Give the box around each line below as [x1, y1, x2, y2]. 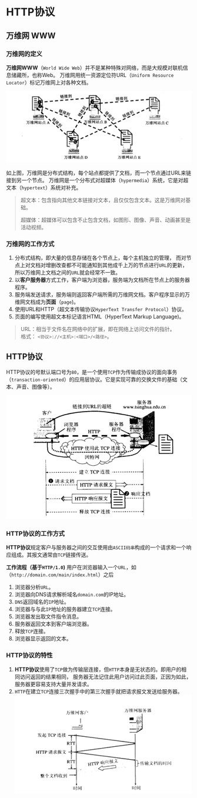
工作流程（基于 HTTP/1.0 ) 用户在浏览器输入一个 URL [6, 564, 126, 571]
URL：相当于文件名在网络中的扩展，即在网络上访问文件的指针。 [20, 326, 175, 333]
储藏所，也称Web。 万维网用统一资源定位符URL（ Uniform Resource [11, 71, 174, 78]
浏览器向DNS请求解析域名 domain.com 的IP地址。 [14, 591, 129, 598]
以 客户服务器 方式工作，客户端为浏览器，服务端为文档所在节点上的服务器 [14, 276, 190, 283]
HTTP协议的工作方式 [6, 529, 65, 537]
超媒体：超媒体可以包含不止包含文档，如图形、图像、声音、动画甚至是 [20, 216, 191, 223]
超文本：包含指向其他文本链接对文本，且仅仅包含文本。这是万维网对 [20, 196, 186, 203]
